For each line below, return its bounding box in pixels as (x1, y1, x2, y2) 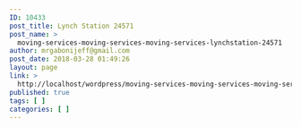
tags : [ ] (9, 96, 47, 106)
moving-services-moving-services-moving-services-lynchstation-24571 (17, 38, 282, 47)
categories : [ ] (9, 105, 70, 114)
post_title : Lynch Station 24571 (9, 21, 134, 30)
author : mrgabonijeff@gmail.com (9, 47, 130, 55)
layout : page (9, 63, 58, 72)
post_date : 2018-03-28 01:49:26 (9, 55, 130, 63)
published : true (9, 88, 70, 97)
